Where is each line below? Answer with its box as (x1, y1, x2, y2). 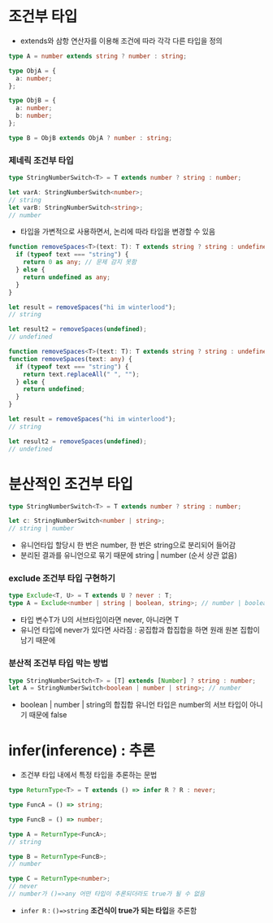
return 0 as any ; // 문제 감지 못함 (23, 258, 136, 267)
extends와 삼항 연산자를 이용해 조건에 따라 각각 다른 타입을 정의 (19, 36, 223, 46)
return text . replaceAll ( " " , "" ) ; (23, 370, 140, 378)
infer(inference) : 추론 (8, 742, 156, 760)
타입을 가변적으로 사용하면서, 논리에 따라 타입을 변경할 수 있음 (19, 227, 216, 237)
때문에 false (28, 710, 67, 720)
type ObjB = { (8, 97, 57, 105)
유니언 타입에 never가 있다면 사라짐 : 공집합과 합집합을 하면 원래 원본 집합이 (19, 625, 260, 635)
